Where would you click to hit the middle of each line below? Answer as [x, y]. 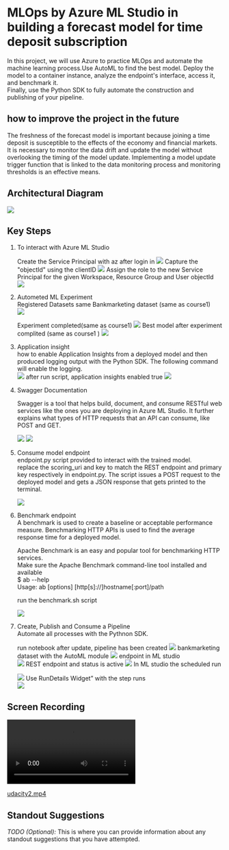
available [29, 572]
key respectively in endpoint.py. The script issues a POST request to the [119, 475]
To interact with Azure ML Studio [63, 248]
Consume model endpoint [53, 453]
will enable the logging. [50, 369]
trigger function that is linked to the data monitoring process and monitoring [114, 164]
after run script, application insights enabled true [94, 377]
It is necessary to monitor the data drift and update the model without [105, 150]
